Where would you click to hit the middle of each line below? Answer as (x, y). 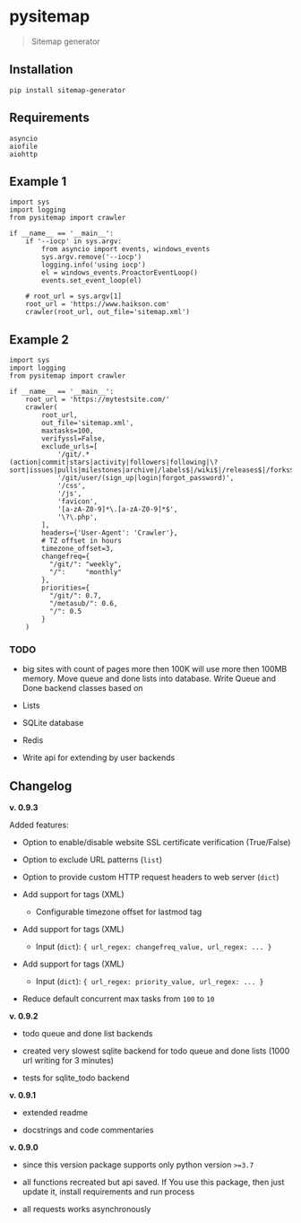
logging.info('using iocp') (94, 265)
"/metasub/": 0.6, (83, 604)
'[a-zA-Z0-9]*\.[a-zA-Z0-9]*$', (117, 510)
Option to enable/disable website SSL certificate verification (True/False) (156, 843)
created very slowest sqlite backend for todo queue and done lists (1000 (156, 1051)
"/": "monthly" (86, 572)
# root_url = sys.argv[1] (74, 297)
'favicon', (77, 502)
